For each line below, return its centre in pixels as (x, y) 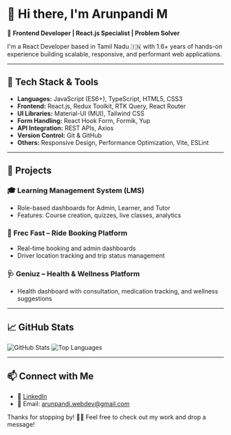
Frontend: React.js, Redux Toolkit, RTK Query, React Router (101, 106)
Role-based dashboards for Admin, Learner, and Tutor (93, 208)
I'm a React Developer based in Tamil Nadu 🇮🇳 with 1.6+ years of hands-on (115, 46)
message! (21, 424)
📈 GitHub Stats (41, 327)
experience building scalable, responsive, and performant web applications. (114, 54)
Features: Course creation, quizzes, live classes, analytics (99, 215)
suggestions (35, 299)
